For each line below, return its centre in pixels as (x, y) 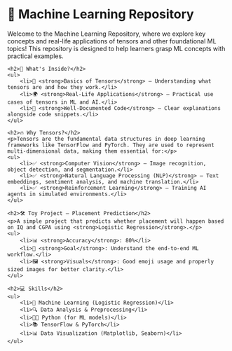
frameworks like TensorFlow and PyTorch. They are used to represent (111, 145)
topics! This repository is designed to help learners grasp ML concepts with (116, 48)
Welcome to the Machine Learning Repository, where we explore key (107, 34)
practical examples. (36, 56)
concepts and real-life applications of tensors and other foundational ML (112, 41)
